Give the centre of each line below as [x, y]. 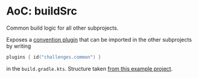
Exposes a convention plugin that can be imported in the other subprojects [99, 39]
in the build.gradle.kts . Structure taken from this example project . [90, 68]
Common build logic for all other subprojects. [62, 28]
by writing [19, 46]
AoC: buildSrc [42, 11]
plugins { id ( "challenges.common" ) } [54, 57]
